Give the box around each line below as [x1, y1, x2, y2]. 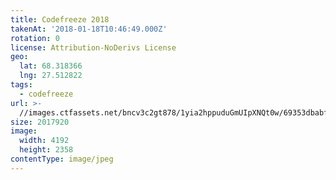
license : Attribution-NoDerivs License [10, 42, 177, 53]
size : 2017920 [10, 117, 70, 127]
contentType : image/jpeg [10, 154, 114, 164]
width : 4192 [19, 136, 70, 146]
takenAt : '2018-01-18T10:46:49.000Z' [10, 24, 168, 34]
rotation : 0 [10, 33, 60, 43]
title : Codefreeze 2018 [10, 14, 110, 25]
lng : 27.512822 [19, 71, 83, 81]
